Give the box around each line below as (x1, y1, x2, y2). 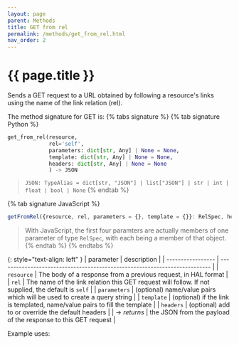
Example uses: (7, 329, 51, 338)
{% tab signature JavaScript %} (7, 200, 101, 208)
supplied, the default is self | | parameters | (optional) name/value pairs (7, 285, 216, 294)
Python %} (7, 120, 39, 129)
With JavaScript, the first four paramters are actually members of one (24, 226, 229, 235)
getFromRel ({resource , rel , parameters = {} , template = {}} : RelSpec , (7, 213, 224, 221)
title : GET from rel (7, 23, 69, 31)
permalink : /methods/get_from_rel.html (7, 30, 126, 38)
